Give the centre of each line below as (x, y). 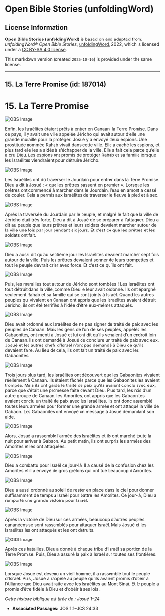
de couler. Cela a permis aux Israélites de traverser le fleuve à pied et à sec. (82, 195)
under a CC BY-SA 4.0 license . (36, 50)
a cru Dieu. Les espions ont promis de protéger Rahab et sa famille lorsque (81, 155)
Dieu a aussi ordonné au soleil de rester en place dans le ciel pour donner (80, 490)
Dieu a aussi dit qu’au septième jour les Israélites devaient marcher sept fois (82, 255)
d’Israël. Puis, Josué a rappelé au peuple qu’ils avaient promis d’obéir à (77, 579)
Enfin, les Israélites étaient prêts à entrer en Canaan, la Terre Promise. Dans (82, 129)
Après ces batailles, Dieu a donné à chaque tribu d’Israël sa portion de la (79, 549)
